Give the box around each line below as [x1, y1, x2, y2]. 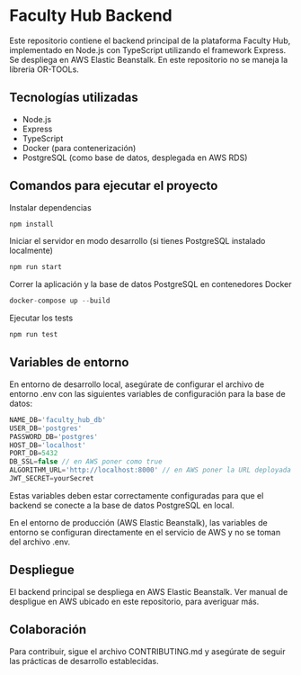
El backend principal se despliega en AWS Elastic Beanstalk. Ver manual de [9, 586, 288, 597]
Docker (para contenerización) [22, 142, 137, 153]
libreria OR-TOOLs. [9, 64, 79, 75]
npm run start [9, 263, 63, 272]
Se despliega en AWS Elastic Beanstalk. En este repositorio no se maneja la [9, 54, 288, 65]
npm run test [9, 330, 58, 339]
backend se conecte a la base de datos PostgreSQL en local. [9, 499, 235, 510]
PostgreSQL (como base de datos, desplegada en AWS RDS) [22, 152, 248, 163]
